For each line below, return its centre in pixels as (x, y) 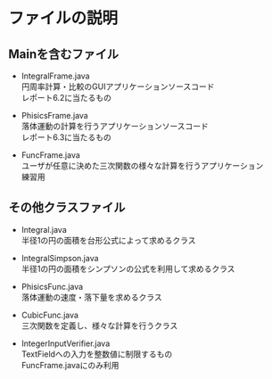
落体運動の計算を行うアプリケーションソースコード (115, 126)
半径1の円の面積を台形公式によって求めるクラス (109, 240)
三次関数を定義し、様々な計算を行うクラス (99, 325)
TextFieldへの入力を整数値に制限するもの (97, 354)
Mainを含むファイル (64, 54)
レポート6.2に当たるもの (66, 98)
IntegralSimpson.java (60, 258)
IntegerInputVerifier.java (66, 343)
